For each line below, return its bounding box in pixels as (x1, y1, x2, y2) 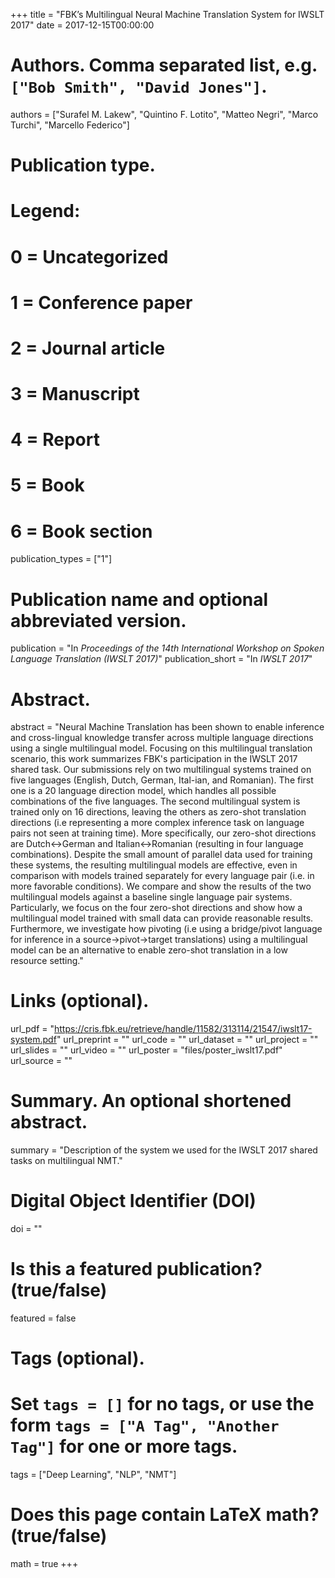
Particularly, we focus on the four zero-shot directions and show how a (10, 902, 303, 914)
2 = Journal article (10, 337, 166, 359)
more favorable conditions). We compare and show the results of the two (10, 880, 312, 893)
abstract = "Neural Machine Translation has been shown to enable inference (10, 721, 325, 733)
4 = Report (10, 429, 100, 451)
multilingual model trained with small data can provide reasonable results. (10, 912, 314, 924)
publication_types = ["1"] (10, 553, 113, 565)
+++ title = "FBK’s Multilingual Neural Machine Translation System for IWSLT (10, 9, 325, 20)
